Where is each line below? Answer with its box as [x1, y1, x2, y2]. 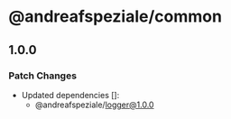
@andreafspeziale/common [8, 6, 223, 27]
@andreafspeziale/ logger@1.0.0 [34, 99, 154, 110]
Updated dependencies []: [21, 89, 120, 100]
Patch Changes [8, 69, 78, 82]
